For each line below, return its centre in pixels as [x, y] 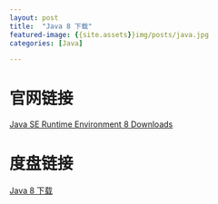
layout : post [34, 18]
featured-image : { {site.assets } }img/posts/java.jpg [109, 34]
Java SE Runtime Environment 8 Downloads [91, 124]
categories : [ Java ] [46, 43]
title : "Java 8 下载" [51, 26]
